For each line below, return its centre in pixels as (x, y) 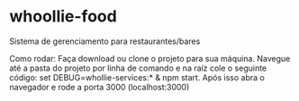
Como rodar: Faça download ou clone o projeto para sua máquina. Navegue (150, 58)
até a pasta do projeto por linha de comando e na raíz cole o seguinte (138, 68)
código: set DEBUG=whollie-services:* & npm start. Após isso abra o (137, 77)
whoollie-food (63, 17)
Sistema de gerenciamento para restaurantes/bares (105, 41)
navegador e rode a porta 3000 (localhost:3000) (100, 87)
